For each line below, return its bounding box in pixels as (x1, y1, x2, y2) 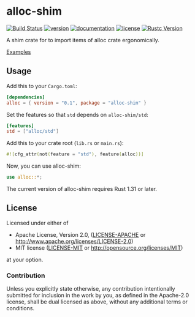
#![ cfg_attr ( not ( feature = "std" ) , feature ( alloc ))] (6, 151, 144, 157)
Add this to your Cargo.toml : (6, 82, 78, 89)
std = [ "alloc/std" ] (6, 129, 59, 135)
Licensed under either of (6, 219, 69, 226)
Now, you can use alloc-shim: (6, 162, 82, 170)
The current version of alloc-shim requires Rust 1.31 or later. (6, 185, 158, 192)
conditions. (6, 305, 35, 312)
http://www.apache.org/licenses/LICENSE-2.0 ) (15, 237, 134, 245)
